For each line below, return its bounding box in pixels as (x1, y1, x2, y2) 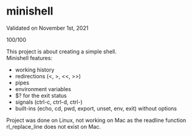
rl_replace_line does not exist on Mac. (6, 123, 101, 130)
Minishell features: (6, 54, 53, 61)
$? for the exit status (15, 92, 67, 99)
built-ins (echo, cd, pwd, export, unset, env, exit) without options (15, 104, 177, 112)
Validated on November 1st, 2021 (6, 24, 89, 32)
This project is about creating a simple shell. (6, 47, 117, 55)
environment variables (15, 85, 72, 92)
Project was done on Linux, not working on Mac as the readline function (6, 117, 187, 124)
